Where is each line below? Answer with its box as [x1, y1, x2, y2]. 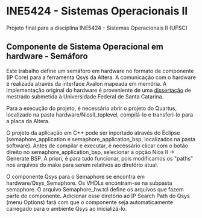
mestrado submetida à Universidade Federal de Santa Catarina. [6, 92, 164, 100]
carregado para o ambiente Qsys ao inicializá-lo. [6, 205, 127, 212]
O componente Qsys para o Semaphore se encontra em [6, 173, 145, 180]
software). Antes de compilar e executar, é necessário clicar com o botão [6, 142, 189, 149]
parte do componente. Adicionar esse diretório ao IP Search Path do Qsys [6, 192, 190, 199]
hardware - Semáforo [6, 51, 89, 62]
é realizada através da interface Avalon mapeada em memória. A [6, 80, 167, 87]
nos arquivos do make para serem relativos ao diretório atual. [6, 161, 159, 168]
